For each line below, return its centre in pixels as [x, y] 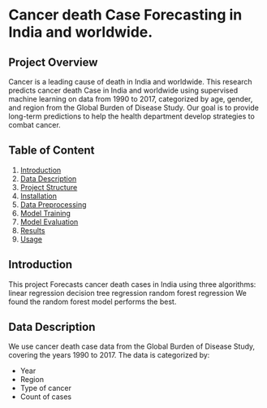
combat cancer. [34, 125]
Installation [39, 196]
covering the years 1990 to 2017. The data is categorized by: [109, 355]
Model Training [45, 213]
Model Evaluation [49, 222]
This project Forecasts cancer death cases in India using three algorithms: [132, 284]
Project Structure [49, 187]
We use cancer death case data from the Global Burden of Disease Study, [132, 346]
